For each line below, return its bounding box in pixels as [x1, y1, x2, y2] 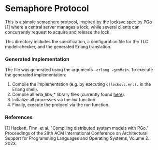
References [5, 114, 33, 121]
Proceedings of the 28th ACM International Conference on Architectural [5, 130, 148, 136]
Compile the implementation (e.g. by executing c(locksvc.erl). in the [12, 81, 151, 87]
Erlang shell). [12, 87, 39, 92]
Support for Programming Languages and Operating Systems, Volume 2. [5, 135, 150, 141]
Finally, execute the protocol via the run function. [12, 102, 110, 108]
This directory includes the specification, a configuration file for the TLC [5, 38, 149, 44]
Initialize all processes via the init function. [12, 97, 97, 103]
